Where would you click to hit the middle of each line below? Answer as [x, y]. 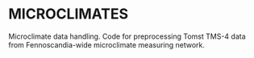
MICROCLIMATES [69, 14]
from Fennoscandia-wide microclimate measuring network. [107, 44]
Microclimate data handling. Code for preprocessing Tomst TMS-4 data [127, 36]
